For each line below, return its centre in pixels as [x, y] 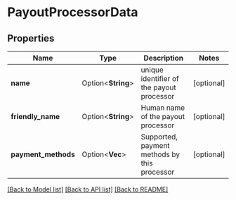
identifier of [160, 79]
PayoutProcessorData [73, 12]
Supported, [159, 137]
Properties [31, 38]
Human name [163, 108]
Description [164, 58]
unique [152, 70]
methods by [160, 154]
